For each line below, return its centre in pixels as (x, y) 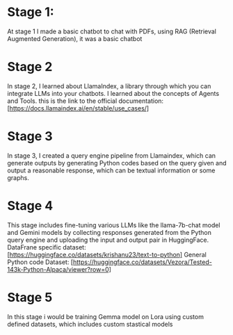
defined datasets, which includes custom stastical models (90, 324)
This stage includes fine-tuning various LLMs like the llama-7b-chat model (114, 225)
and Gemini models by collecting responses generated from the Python (110, 232)
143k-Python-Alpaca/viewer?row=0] (59, 269)
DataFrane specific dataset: (47, 247)
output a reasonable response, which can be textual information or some (111, 170)
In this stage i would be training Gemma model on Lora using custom (105, 316)
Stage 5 (30, 297)
